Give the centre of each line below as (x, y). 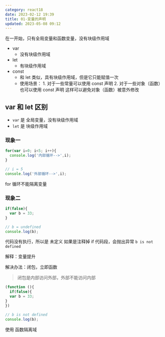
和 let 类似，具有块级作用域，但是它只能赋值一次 (69, 77)
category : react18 (24, 10)
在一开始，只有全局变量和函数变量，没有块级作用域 (57, 38)
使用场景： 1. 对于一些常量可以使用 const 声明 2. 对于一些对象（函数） (90, 84)
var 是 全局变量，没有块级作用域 (45, 120)
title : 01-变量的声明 (26, 19)
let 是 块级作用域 (30, 126)
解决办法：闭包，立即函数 (31, 267)
